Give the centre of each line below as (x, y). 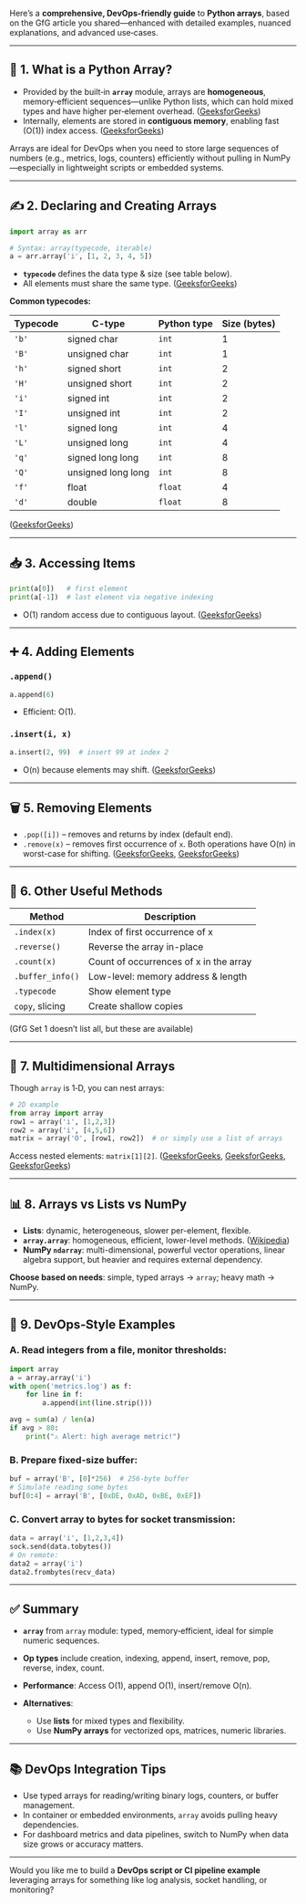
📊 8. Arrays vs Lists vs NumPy (98, 1204)
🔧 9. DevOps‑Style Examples (92, 1324)
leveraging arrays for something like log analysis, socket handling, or (138, 1880)
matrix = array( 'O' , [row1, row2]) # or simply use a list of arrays (146, 1139)
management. (49, 1805)
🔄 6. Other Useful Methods (86, 891)
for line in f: (55, 1395)
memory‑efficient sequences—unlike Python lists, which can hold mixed (158, 101)
